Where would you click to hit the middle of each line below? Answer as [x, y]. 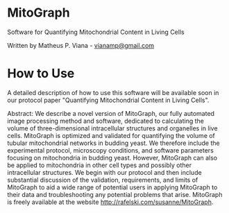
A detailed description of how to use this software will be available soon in [113, 92]
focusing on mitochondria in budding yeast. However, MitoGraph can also [112, 157]
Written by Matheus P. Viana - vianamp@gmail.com [81, 45]
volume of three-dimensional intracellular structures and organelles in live [112, 128]
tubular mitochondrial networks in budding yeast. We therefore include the [113, 143]
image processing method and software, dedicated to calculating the [106, 121]
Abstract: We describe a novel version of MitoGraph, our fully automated [111, 113]
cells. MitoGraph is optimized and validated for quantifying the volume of [111, 135]
